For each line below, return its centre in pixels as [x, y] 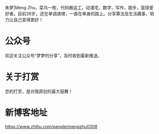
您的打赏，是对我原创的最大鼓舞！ [39, 91]
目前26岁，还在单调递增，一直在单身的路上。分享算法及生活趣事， [84, 14]
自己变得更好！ [28, 20]
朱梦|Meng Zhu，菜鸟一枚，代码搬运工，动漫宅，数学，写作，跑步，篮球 [77, 8]
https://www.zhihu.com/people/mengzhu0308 [51, 126]
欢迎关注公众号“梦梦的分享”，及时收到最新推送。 [54, 55]
